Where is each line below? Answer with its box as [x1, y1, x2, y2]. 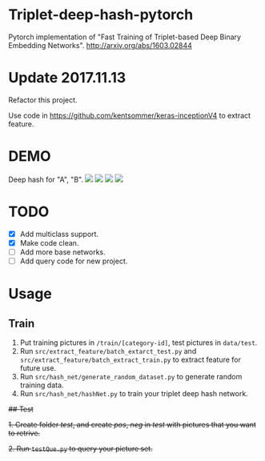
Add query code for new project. [19, 256, 128, 266]
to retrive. [8, 428, 41, 438]
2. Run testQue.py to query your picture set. [8, 444, 154, 453]
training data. [19, 380, 64, 390]
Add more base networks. [19, 247, 106, 257]
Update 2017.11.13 [8, 69, 126, 87]
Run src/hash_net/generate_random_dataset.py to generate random [19, 372, 243, 381]
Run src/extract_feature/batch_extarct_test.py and [19, 347, 197, 355]
